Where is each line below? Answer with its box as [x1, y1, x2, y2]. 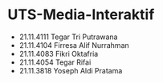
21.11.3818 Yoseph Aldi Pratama [18, 65, 123, 75]
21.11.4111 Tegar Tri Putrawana [18, 32, 118, 41]
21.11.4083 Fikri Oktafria [18, 49, 99, 58]
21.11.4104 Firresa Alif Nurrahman [18, 40, 129, 49]
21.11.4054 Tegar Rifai [18, 57, 92, 67]
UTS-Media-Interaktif [7, 6, 155, 24]
